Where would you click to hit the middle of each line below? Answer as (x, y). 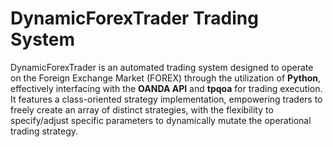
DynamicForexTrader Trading (134, 18)
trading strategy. (44, 131)
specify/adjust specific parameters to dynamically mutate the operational (161, 120)
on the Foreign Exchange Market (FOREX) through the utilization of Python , (166, 78)
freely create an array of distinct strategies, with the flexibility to (142, 109)
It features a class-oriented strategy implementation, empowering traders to (166, 99)
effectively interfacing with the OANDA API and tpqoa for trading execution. (166, 88)
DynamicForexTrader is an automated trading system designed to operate (162, 67)
